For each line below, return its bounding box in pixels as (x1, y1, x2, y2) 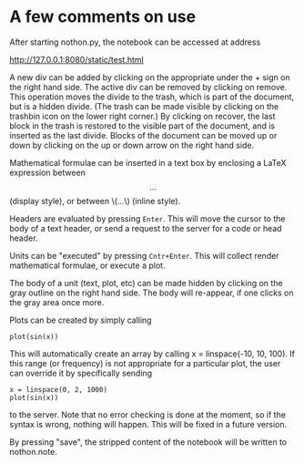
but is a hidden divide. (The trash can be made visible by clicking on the (9, 100, 279, 111)
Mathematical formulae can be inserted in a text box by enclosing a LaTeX (9, 157, 287, 168)
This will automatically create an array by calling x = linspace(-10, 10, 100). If (9, 348, 296, 359)
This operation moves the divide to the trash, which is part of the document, (9, 91, 294, 102)
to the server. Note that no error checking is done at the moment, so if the (9, 408, 287, 420)
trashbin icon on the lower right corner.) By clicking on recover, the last (9, 110, 276, 121)
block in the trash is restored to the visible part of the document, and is (9, 120, 276, 131)
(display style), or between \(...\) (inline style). (9, 195, 181, 206)
